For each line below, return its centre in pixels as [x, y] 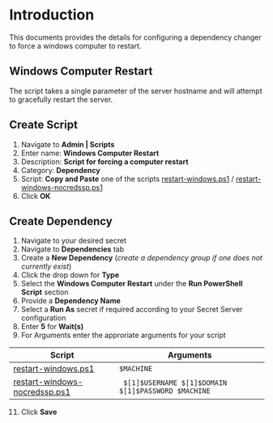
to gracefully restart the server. [61, 99]
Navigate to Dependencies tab [73, 249]
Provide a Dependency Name [70, 301]
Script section [45, 292]
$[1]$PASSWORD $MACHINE [165, 391]
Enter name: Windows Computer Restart [90, 153]
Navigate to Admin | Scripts [68, 144]
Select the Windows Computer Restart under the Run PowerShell [132, 284]
